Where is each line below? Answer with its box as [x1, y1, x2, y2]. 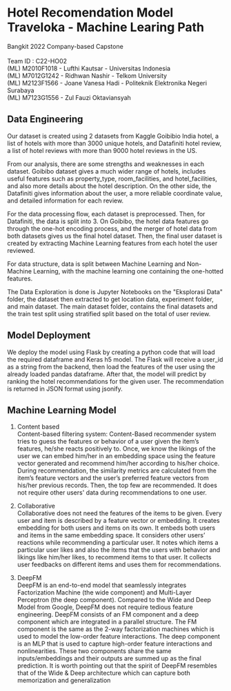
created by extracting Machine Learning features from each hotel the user [7, 239, 218, 247]
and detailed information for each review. [7, 196, 124, 205]
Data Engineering [7, 114, 83, 125]
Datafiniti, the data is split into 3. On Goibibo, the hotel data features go [7, 217, 209, 225]
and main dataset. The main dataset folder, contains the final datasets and [7, 302, 218, 311]
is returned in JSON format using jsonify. [7, 384, 123, 393]
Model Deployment [7, 329, 91, 342]
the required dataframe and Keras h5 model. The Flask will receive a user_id [7, 355, 223, 363]
